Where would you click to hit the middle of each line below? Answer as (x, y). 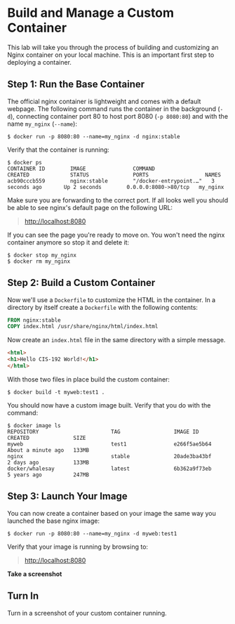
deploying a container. (40, 62)
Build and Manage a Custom (90, 13)
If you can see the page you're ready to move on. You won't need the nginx (116, 235)
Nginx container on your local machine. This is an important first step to (111, 55)
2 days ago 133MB (48, 462)
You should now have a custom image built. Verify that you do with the (109, 405)
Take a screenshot (35, 573)
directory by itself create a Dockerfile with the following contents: (103, 307)
